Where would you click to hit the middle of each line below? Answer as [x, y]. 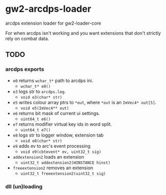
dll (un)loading [24, 186]
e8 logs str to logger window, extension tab [58, 135]
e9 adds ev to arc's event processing [52, 146]
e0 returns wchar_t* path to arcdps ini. [53, 81]
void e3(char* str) [41, 97]
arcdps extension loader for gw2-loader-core [53, 23]
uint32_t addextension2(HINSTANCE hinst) [65, 163]
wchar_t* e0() [35, 86]
